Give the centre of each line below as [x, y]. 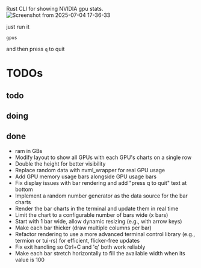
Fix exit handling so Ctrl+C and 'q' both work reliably [80, 247]
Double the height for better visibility [60, 164]
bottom [24, 189]
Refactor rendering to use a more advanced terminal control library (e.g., [105, 234]
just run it [18, 27]
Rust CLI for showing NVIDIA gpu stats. [55, 9]
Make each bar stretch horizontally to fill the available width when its [100, 253]
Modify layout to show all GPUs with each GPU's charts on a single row [103, 157]
